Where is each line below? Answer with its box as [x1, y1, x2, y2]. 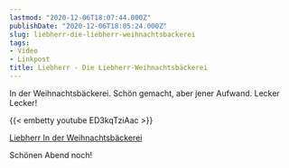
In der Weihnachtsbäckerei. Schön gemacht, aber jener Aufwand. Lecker [9, 87, 280, 99]
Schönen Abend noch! [9, 149, 93, 160]
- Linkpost [9, 55, 51, 64]
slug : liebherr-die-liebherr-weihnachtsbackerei [9, 30, 196, 39]
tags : [9, 38, 30, 48]
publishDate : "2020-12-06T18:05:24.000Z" [9, 22, 168, 31]
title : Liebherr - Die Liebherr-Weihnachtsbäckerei [9, 64, 208, 73]
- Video [9, 47, 39, 56]
